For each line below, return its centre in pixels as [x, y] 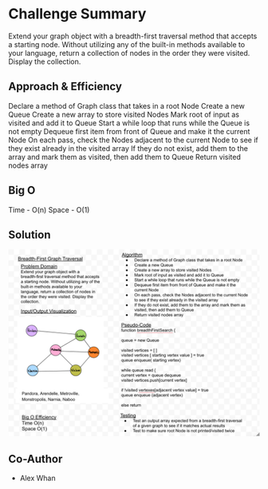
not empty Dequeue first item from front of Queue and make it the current [129, 131]
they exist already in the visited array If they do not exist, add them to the [128, 148]
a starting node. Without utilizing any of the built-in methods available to [127, 44]
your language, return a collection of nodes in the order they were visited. [129, 53]
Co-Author [35, 459]
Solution [30, 235]
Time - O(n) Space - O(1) [49, 209]
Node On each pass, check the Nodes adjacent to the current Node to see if [133, 140]
